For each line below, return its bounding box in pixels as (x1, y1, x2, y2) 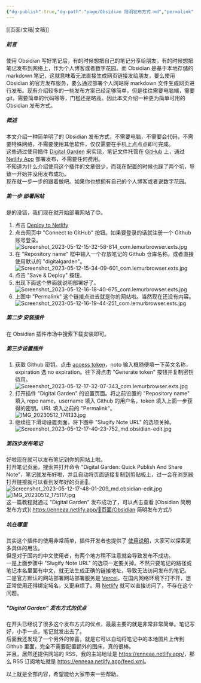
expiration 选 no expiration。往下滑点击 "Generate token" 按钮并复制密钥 (14, 368, 194, 376)
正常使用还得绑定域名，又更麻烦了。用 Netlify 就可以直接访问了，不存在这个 (6, 582, 193, 589)
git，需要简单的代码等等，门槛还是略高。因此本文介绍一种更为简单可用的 (6, 94, 185, 102)
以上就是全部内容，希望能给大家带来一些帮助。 (6, 670, 121, 678)
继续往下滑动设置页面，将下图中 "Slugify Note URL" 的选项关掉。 (14, 419, 175, 426)
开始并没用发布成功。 (16, 170, 69, 177)
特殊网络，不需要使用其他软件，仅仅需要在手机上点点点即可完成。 (11, 140, 174, 147)
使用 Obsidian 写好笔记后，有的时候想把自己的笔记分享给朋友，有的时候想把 (6, 57, 194, 64)
